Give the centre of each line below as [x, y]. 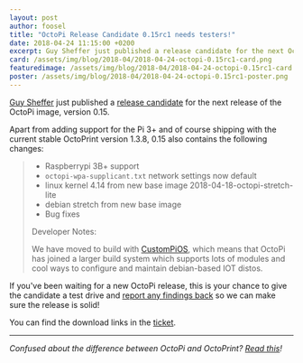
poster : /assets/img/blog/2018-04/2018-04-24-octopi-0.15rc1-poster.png [149, 77]
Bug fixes [63, 214]
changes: [27, 148]
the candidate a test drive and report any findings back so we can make [143, 295]
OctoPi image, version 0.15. [60, 112]
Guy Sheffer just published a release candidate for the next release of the [146, 102]
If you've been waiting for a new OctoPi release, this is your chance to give [148, 285]
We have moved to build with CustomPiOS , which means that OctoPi [158, 248]
